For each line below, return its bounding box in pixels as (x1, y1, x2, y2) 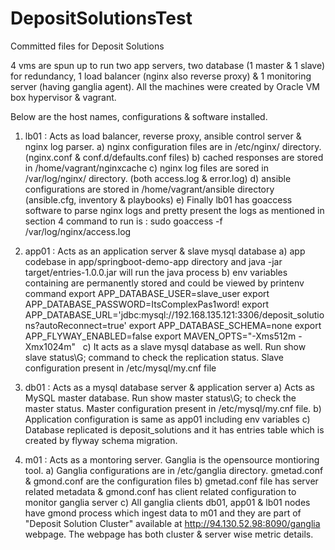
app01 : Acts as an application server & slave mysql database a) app (24, 245, 306, 257)
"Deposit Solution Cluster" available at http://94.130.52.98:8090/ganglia (24, 517, 321, 529)
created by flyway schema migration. (24, 434, 178, 446)
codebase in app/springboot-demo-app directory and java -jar (24, 255, 283, 267)
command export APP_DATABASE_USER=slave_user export (24, 287, 270, 299)
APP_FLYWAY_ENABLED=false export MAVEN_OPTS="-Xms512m (24, 330, 297, 342)
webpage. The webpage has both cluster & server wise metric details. (24, 528, 314, 540)
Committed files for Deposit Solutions (10, 40, 165, 52)
